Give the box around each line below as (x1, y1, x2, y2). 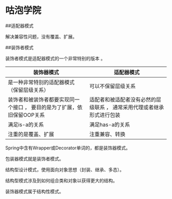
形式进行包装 (89, 111, 120, 118)
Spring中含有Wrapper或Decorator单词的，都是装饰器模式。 (5, 145, 131, 151)
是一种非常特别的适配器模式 (8, 78, 75, 86)
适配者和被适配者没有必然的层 (89, 96, 161, 103)
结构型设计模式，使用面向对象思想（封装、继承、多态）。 (5, 166, 124, 172)
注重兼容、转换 (89, 130, 125, 137)
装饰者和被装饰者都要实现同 (8, 96, 75, 103)
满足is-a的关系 (8, 121, 44, 128)
